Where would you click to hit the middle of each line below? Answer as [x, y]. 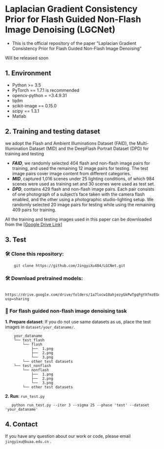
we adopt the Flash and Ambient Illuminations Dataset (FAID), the [70, 143]
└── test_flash [29, 340]
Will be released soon [27, 58]
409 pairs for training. [34, 210]
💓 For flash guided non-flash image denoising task [66, 311]
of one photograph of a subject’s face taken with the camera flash [78, 194]
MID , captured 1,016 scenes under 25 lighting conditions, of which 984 [83, 179]
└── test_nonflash [32, 366]
